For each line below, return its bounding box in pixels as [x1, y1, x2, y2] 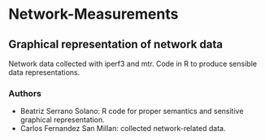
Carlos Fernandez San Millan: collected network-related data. [20, 124, 226, 133]
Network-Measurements [8, 5, 179, 24]
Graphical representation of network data [8, 37, 224, 51]
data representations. [8, 68, 80, 77]
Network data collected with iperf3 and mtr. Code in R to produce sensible [8, 59, 258, 68]
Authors [8, 87, 42, 98]
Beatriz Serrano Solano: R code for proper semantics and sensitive [20, 107, 244, 116]
